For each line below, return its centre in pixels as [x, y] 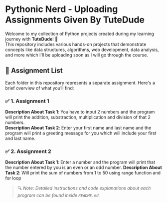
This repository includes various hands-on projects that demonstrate [76, 44]
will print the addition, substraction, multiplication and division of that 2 [78, 117]
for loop [13, 178]
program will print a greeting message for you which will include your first [81, 133]
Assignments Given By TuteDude [75, 20]
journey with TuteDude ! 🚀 [32, 39]
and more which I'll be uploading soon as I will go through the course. [77, 55]
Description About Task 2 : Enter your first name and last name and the [78, 128]
